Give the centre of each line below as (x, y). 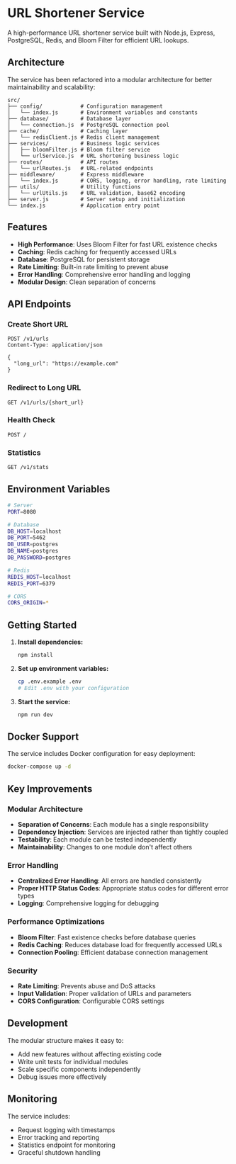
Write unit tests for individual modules (73, 1061)
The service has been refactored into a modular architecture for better (110, 79)
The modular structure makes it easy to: (66, 1040)
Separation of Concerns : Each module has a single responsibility (113, 825)
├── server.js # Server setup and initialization (96, 199)
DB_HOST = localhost (34, 531)
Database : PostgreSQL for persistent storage (84, 259)
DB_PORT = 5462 (27, 538)
